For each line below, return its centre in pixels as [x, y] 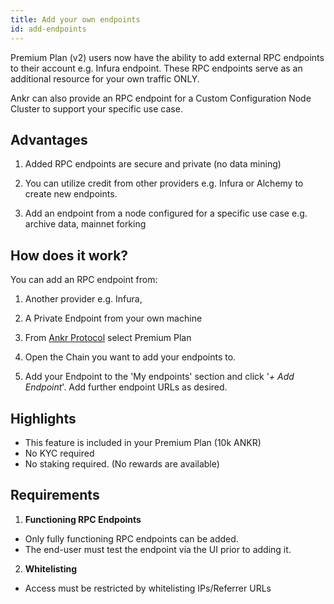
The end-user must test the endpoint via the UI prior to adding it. [158, 549]
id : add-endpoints [48, 29]
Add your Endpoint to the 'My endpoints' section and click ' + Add [159, 377]
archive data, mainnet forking [85, 224]
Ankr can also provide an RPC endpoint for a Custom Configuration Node [161, 98]
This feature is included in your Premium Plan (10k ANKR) [143, 442]
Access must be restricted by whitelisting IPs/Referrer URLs [148, 588]
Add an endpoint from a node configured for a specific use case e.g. [166, 213]
